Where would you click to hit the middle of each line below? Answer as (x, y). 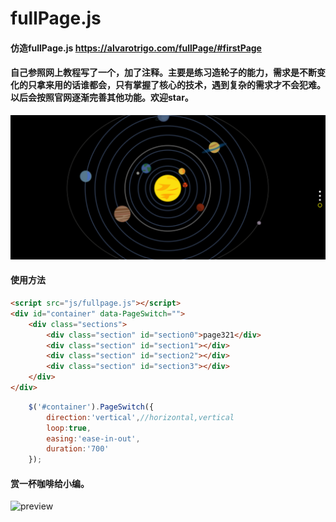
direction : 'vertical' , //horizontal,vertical (140, 417)
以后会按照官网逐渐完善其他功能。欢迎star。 (102, 98)
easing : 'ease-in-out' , (93, 438)
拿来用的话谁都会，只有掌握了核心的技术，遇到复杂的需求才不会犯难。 (181, 85)
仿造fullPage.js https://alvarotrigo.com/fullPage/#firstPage (136, 48)
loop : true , (69, 428)
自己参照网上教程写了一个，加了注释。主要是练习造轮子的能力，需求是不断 (163, 73)
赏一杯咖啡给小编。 (50, 483)
